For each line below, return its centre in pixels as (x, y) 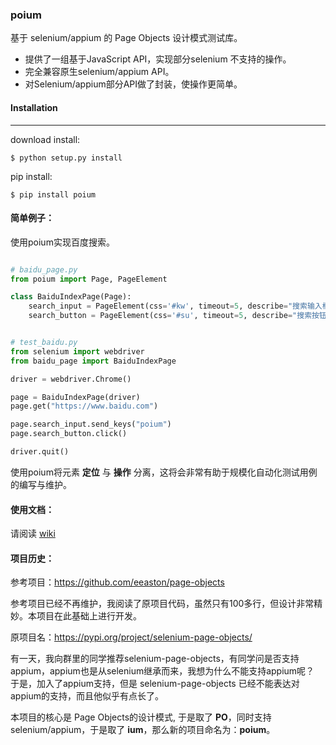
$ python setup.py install (66, 158)
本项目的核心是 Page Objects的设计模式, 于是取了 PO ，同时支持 (141, 717)
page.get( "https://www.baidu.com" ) (84, 406)
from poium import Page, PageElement (89, 279)
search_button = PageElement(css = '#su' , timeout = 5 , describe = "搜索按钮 (177, 316)
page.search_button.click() (69, 434)
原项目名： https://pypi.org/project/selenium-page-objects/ (131, 637)
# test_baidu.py (44, 343)
